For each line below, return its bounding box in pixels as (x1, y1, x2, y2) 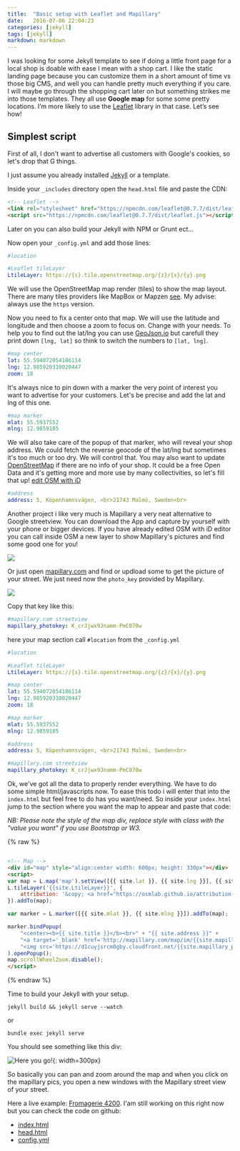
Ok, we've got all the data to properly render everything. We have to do (7, 780, 216, 788)
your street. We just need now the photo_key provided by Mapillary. (7, 575, 205, 583)
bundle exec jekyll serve (7, 1030, 84, 1037)
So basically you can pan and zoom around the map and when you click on (7, 1070, 229, 1079)
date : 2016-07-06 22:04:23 (7, 17, 94, 24)
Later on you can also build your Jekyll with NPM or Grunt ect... (7, 224, 194, 233)
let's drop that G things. (7, 156, 77, 165)
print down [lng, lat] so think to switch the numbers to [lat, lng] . (7, 336, 209, 345)
